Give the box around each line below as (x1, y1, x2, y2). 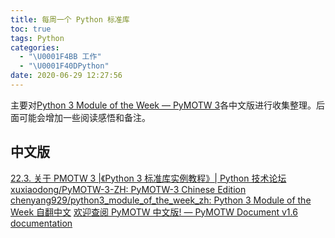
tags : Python (10, 33, 65, 43)
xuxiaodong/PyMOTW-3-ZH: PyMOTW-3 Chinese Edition (10, 183, 247, 195)
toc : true (10, 24, 52, 34)
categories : (10, 42, 60, 53)
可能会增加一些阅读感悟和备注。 (18, 111, 151, 123)
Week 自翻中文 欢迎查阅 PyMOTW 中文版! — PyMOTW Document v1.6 (10, 206, 298, 218)
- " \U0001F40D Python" (19, 61, 110, 71)
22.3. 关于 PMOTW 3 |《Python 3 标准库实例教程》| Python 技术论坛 (10, 172, 287, 184)
